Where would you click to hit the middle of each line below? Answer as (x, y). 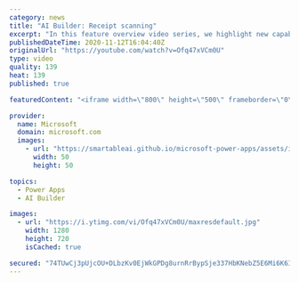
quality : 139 (33, 68)
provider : (28, 116)
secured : (25, 263)
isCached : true (53, 247)
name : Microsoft (47, 124)
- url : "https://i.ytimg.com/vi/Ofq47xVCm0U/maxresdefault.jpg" (139, 222)
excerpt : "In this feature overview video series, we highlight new (139, 34)
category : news (37, 17)
